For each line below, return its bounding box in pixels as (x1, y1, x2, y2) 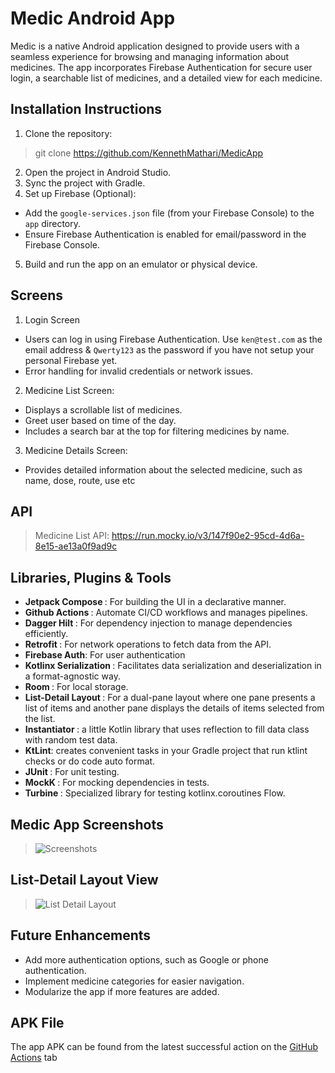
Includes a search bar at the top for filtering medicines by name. (24, 425, 290, 437)
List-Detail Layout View (10, 872, 159, 889)
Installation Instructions (10, 101, 163, 118)
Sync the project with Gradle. (24, 177, 146, 189)
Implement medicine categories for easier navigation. (24, 975, 245, 987)
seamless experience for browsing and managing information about (10, 50, 290, 62)
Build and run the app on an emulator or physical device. (24, 258, 258, 270)
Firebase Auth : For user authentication (24, 649, 186, 661)
